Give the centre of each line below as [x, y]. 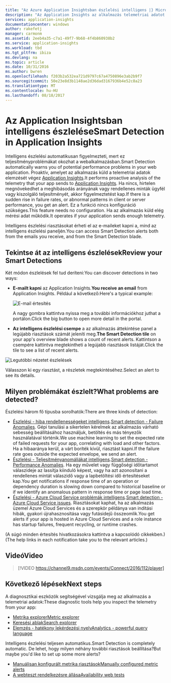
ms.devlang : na [21, 57]
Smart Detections [34, 260]
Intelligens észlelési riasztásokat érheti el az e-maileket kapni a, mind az [81, 226]
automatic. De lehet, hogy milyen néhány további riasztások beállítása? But [83, 648]
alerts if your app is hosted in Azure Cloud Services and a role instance [87, 519]
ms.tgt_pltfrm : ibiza [28, 52]
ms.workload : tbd [24, 48]
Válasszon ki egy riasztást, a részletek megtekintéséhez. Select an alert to [82, 370]
